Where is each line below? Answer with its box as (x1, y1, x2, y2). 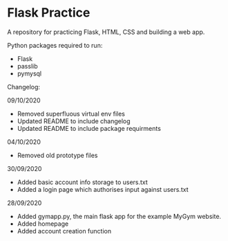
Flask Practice (7, 5, 91, 21)
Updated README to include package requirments (17, 124, 161, 132)
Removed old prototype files (17, 151, 98, 159)
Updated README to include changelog (17, 116, 131, 125)
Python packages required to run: (7, 41, 103, 49)
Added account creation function (17, 226, 112, 235)
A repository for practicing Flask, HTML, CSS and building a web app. (7, 28, 205, 36)
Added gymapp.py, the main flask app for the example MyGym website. (17, 212, 222, 220)
